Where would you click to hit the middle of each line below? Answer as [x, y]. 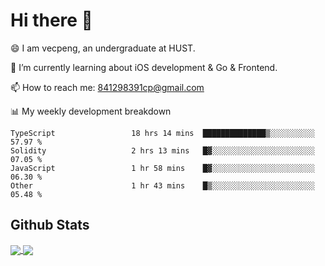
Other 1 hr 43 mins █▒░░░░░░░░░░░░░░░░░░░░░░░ [162, 185]
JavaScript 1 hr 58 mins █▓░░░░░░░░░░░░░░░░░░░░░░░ [162, 168]
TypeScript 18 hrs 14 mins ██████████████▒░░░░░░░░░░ [162, 133]
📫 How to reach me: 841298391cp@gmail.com [107, 87]
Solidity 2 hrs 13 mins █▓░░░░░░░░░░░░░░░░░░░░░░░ [162, 150]
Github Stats [50, 225]
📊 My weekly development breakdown [91, 111]
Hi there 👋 [51, 20]
